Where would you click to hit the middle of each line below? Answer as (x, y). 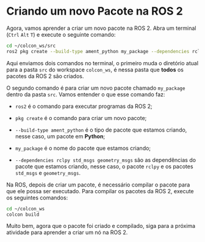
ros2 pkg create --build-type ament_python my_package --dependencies (98, 51)
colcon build (23, 215)
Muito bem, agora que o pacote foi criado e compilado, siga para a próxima (101, 226)
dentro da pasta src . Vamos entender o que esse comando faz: (86, 94)
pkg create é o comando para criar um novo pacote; (81, 118)
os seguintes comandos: (37, 198)
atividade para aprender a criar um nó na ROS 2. (67, 232)
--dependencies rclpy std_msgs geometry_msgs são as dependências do (106, 160)
